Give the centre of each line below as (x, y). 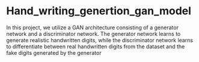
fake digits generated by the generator (54, 52)
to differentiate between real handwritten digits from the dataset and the (96, 46)
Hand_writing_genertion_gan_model (99, 11)
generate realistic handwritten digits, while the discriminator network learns (100, 40)
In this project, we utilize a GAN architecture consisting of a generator (93, 27)
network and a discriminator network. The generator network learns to (93, 33)
